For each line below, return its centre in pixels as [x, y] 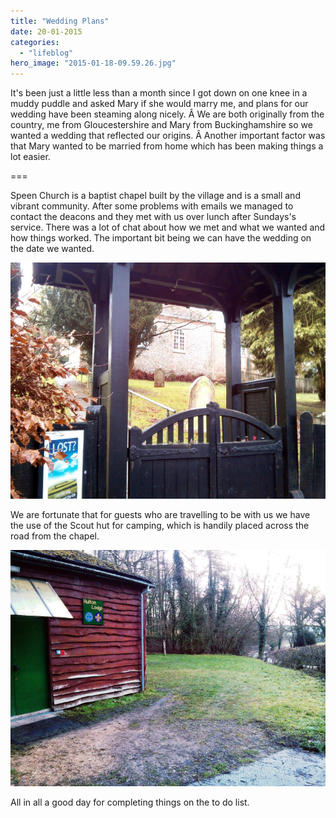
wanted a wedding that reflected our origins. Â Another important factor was [168, 136]
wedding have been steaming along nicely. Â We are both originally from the [167, 114]
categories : [35, 42]
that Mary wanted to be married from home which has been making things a [167, 146]
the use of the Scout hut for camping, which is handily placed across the [160, 526]
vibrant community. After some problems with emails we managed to [152, 206]
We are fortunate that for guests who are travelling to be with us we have [160, 515]
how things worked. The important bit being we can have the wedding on [161, 238]
